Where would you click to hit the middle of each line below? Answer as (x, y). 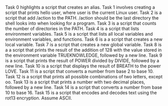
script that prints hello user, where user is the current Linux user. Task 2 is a (83, 13)
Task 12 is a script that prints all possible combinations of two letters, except (84, 77)
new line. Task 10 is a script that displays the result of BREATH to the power (83, 66)
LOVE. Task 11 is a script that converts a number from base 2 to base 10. (79, 71)
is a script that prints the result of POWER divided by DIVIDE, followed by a (82, 61)
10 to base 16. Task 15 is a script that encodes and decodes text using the (81, 93)
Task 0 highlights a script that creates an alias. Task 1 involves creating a (80, 7)
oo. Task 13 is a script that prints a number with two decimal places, (75, 82)
